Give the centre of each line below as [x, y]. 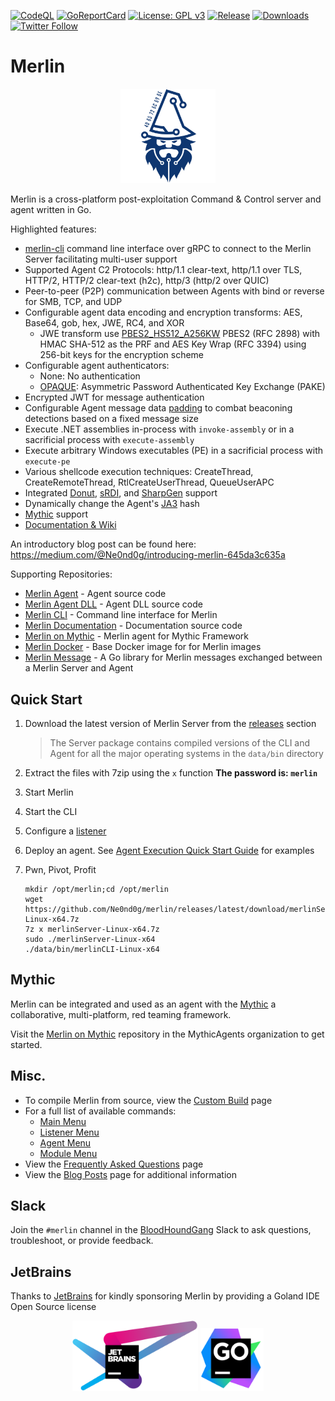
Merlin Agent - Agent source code [95, 594]
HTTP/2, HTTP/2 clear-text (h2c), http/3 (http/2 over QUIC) [147, 281]
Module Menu [68, 1153]
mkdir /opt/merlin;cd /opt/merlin [96, 889]
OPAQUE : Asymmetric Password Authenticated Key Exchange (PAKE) [182, 387]
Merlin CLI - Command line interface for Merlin [121, 615]
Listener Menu [69, 1132]
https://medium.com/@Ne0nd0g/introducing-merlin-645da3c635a [148, 555]
